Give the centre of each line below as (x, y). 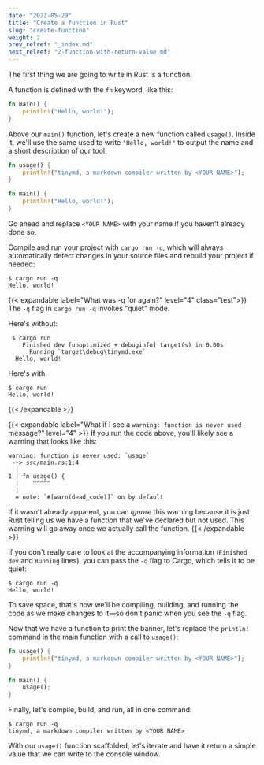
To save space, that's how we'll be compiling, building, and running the (123, 604)
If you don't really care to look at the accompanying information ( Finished (128, 551)
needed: (22, 264)
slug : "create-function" (49, 30)
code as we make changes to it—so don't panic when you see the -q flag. (128, 613)
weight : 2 (24, 37)
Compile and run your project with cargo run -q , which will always (116, 247)
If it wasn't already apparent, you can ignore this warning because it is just (129, 511)
